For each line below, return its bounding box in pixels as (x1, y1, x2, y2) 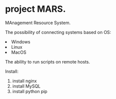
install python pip (12, 88, 48, 94)
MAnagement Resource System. (5, 20, 71, 26)
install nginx (12, 78, 37, 84)
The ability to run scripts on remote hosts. (5, 59, 90, 65)
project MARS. (5, 3, 66, 15)
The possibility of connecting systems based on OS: (5, 29, 112, 35)
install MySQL (12, 83, 41, 89)
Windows (11, 38, 31, 45)
